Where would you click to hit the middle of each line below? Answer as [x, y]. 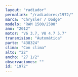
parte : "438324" [22, 43]
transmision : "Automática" [34, 38]
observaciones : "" [25, 62]
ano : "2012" [18, 29]
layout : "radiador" [26, 10]
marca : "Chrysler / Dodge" [34, 19]
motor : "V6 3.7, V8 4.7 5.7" [36, 33]
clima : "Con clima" [26, 48]
